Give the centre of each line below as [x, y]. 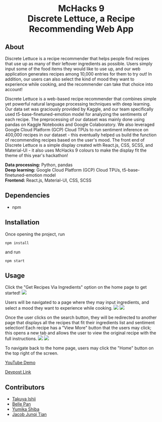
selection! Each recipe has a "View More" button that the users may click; [78, 328]
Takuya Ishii [24, 399]
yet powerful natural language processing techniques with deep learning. [78, 104]
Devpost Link [18, 372]
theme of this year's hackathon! [37, 155]
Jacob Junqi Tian [29, 414]
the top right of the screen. [32, 353]
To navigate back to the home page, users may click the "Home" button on [79, 348]
